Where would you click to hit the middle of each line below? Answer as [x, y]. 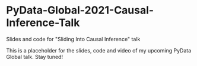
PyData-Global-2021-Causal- [80, 10]
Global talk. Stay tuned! [35, 57]
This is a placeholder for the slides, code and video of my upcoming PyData [99, 50]
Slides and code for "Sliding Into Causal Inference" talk [73, 39]
